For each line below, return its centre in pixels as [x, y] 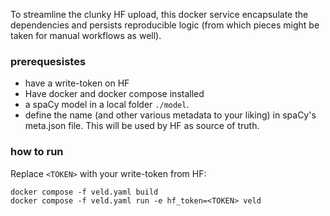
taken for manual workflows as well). [86, 35]
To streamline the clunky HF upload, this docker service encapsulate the [159, 14]
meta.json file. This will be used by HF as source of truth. [142, 126]
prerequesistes [48, 61]
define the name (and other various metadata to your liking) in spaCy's [170, 115]
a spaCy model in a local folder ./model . [107, 105]
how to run [37, 152]
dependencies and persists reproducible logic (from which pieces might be [165, 25]
